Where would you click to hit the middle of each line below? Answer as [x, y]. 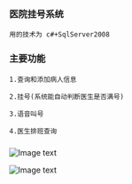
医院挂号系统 [37, 13]
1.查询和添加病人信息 [43, 79]
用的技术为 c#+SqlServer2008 [60, 35]
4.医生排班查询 [33, 131]
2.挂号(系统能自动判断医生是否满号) [66, 96]
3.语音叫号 [27, 114]
